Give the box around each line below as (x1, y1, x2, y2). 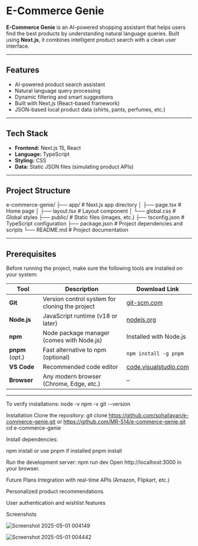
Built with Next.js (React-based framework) (14, 99, 120, 107)
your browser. (6, 465, 40, 472)
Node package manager (42, 329, 110, 337)
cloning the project (42, 302, 95, 310)
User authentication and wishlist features (6, 499, 106, 506)
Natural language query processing (14, 87, 101, 94)
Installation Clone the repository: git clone (6, 412, 108, 419)
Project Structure (6, 185, 71, 195)
